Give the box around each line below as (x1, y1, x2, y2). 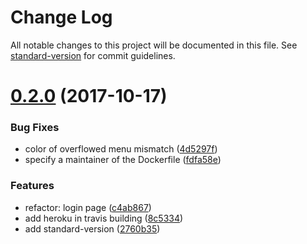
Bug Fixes (10, 121, 60, 135)
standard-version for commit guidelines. (10, 49, 176, 61)
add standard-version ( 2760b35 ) (24, 222, 161, 235)
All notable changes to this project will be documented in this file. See (10, 39, 298, 51)
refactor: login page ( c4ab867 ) (24, 201, 152, 213)
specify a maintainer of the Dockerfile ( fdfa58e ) (24, 154, 222, 166)
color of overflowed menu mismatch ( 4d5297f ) (24, 143, 218, 155)
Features (10, 179, 55, 193)
